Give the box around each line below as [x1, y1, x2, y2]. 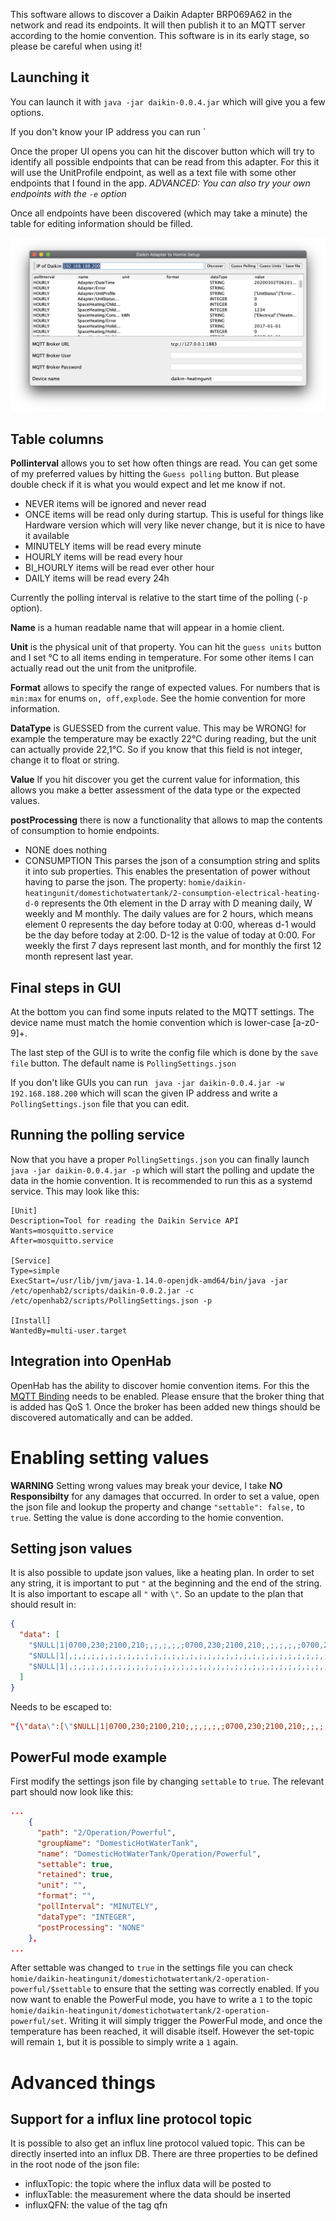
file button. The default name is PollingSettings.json [10, 1057, 237, 1069]
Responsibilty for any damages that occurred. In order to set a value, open [10, 1490, 320, 1502]
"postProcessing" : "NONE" [36, 1922, 145, 1933]
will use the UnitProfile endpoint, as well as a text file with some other [10, 166, 297, 178]
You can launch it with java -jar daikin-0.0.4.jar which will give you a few [10, 95, 326, 108]
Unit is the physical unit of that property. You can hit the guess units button [10, 641, 322, 653]
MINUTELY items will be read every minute [24, 540, 202, 553]
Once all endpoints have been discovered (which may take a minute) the [10, 207, 308, 219]
